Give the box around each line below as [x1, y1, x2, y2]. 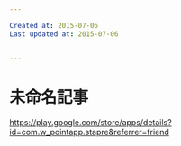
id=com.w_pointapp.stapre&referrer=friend [9, 127, 169, 138]
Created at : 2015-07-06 [9, 21, 99, 30]
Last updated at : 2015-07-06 [9, 29, 119, 39]
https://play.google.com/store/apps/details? [9, 117, 173, 128]
